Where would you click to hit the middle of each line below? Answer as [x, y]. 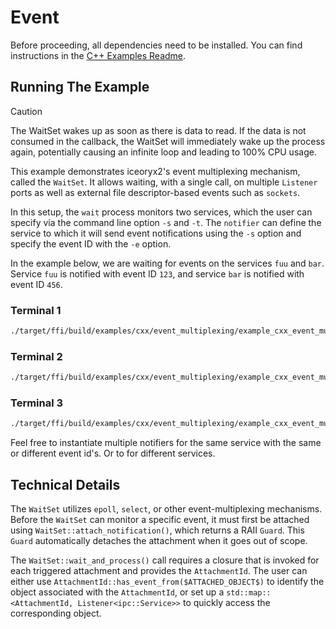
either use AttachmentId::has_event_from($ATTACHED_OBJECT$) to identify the [167, 582]
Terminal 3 [37, 403]
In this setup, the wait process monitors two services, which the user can [161, 212]
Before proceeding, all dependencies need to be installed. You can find [156, 45]
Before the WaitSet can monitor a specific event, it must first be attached [160, 520]
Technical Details [65, 484]
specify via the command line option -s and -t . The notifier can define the [166, 222]
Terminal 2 [36, 356]
